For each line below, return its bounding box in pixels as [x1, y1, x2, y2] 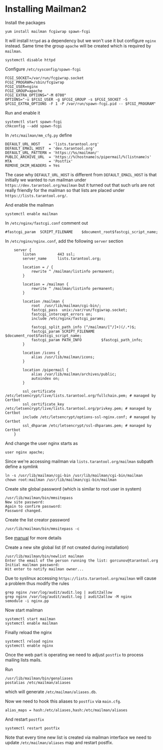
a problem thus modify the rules [5, 580, 69, 586]
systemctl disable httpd [5, 57, 56, 62]
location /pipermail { [22, 367, 69, 373]
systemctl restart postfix [5, 726, 60, 730]
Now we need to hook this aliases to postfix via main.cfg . [5, 698, 122, 704]
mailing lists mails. [5, 657, 42, 663]
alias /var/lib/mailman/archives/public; [31, 372, 117, 376]
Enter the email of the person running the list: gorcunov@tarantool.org [5, 558, 159, 563]
